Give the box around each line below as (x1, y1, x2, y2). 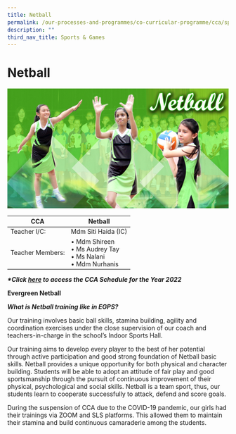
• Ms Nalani (70, 252, 105, 261)
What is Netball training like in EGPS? (7, 303, 119, 311)
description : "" (7, 26, 55, 33)
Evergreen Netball (7, 289, 62, 297)
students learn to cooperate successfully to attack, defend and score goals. (7, 390, 227, 398)
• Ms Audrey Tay (70, 244, 119, 253)
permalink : (7, 18, 39, 26)
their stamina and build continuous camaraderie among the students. (7, 418, 207, 427)
